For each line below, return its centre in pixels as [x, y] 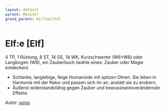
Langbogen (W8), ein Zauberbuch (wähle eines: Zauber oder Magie [74, 62]
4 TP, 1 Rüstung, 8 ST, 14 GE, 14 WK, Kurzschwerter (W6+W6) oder [74, 57]
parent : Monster [22, 14]
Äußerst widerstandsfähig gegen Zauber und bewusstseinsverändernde [86, 88]
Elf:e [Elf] [25, 43]
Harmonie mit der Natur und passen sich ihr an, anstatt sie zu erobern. [84, 83]
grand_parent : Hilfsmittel [33, 19]
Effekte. [20, 93]
